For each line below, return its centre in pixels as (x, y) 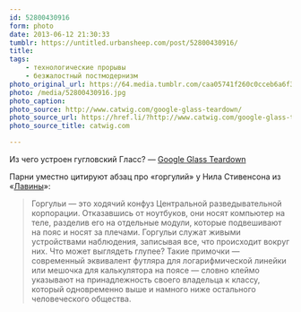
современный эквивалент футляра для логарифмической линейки (159, 260)
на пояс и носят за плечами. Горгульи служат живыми (136, 232)
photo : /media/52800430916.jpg (68, 92)
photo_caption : (38, 101)
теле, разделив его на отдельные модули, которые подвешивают (156, 222)
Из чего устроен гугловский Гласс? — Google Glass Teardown (128, 159)
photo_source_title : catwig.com (69, 126)
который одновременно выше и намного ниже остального (144, 289)
